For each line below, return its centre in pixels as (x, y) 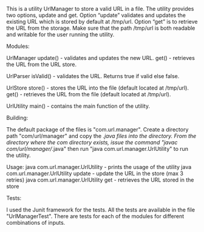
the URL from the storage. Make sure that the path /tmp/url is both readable (101, 28)
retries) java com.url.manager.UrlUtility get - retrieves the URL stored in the (100, 180)
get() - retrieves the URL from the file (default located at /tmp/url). (89, 94)
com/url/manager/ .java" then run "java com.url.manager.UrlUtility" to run (97, 149)
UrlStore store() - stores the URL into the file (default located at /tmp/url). (98, 88)
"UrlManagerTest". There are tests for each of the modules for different (95, 216)
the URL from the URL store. (42, 64)
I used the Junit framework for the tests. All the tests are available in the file (101, 210)
